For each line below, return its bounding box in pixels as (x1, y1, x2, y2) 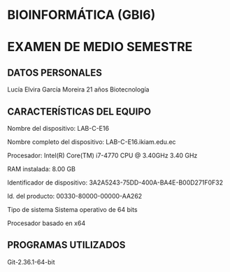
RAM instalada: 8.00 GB (7, 165, 76, 173)
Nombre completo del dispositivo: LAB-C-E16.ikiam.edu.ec (7, 138, 176, 146)
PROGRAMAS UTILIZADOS (7, 239, 126, 251)
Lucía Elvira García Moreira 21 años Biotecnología (7, 85, 150, 94)
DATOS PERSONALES (7, 66, 103, 78)
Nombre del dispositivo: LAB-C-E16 (7, 124, 110, 132)
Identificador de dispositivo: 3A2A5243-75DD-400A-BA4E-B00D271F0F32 (7, 178, 224, 187)
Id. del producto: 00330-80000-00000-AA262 (7, 192, 143, 200)
